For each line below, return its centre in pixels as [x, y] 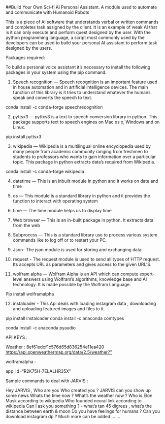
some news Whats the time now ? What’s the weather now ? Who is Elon [79, 395]
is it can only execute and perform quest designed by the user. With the [78, 32]
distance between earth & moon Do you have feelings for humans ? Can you [83, 411]
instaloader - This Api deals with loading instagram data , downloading [84, 303]
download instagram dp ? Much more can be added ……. [63, 416]
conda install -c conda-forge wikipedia [45, 171]
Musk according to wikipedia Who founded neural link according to [74, 401]
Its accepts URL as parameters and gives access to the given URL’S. [82, 264]
